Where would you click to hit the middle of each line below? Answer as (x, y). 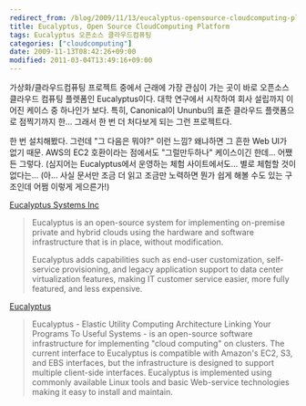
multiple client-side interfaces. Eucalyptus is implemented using (152, 372)
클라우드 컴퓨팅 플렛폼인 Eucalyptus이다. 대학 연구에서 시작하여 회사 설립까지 (147, 99)
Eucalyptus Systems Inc (55, 205)
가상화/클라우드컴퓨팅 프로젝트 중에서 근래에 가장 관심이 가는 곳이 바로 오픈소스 (149, 87)
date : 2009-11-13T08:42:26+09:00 (73, 52)
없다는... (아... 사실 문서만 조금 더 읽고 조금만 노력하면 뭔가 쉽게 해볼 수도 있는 (146, 175)
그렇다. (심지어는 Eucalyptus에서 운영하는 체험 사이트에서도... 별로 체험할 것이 (158, 164)
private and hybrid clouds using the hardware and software (143, 232)
